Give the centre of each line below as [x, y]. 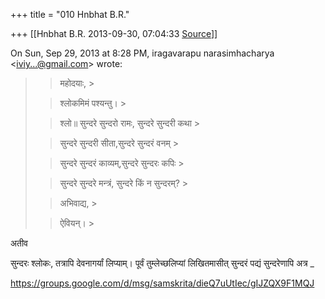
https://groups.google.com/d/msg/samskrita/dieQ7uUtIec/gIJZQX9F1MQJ [162, 283]
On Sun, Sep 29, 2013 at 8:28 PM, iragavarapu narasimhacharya [142, 53]
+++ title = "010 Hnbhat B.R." [70, 14]
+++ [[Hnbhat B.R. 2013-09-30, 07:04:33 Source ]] [114, 33]
